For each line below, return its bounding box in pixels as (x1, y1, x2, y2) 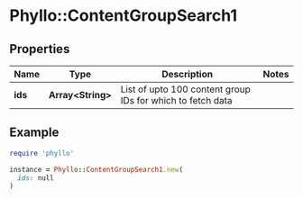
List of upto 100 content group (120, 83, 251, 95)
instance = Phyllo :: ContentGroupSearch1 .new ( (9, 165, 183, 174)
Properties (9, 41, 70, 57)
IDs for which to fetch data (120, 94, 233, 106)
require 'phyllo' (9, 148, 75, 157)
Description (161, 68, 214, 80)
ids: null (17, 173, 54, 183)
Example (9, 125, 60, 140)
